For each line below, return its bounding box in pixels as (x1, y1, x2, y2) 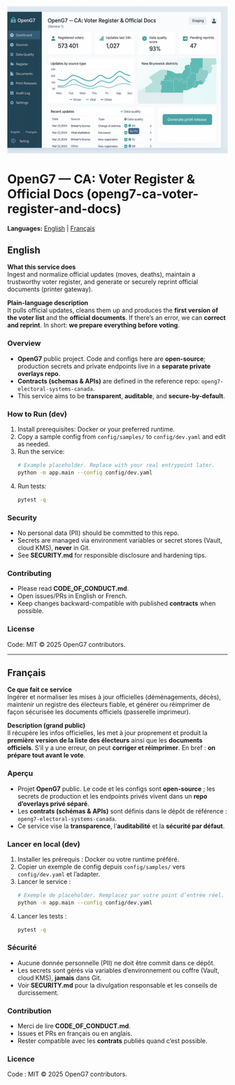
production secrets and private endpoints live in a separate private (17, 362, 211, 370)
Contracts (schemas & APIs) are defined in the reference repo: (17, 377, 201, 385)
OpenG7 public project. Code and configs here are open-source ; (17, 354, 206, 363)
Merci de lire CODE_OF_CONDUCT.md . (17, 1022, 131, 1030)
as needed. (17, 440, 50, 449)
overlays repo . (17, 369, 61, 377)
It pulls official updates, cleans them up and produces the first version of (7, 306, 219, 314)
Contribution (7, 1006, 52, 1016)
